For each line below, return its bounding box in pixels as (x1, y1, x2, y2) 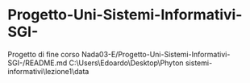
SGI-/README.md (7, 58, 68, 68)
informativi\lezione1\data (7, 66, 90, 76)
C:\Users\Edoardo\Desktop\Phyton (69, 58, 184, 68)
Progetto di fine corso (7, 49, 80, 59)
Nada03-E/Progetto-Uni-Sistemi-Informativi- (81, 49, 231, 59)
